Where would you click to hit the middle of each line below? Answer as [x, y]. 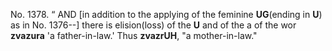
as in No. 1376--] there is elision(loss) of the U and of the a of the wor [153, 25]
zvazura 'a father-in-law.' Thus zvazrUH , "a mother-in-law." [134, 35]
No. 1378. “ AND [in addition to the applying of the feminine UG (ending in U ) [166, 14]
